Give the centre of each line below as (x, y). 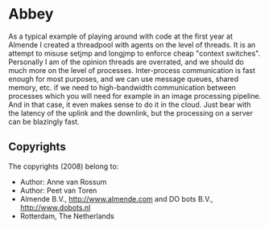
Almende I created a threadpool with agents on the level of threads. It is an (132, 44)
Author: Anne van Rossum (63, 182)
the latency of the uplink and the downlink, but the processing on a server (131, 112)
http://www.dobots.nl (55, 207)
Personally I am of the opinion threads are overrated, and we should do (126, 62)
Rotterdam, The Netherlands (67, 216)
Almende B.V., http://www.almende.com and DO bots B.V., (116, 198)
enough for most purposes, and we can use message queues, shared (124, 79)
